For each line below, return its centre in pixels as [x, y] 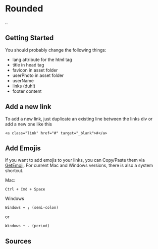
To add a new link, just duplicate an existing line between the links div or [79, 119]
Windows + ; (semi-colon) [32, 208]
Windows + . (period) [27, 226]
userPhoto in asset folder [38, 75]
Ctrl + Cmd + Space [25, 189]
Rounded [24, 9]
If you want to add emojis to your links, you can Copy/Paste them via [75, 160]
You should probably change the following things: [56, 50]
